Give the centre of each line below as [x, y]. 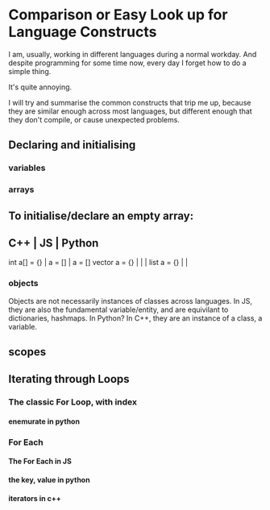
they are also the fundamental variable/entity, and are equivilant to [118, 309]
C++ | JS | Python [54, 243]
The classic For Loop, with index [73, 402]
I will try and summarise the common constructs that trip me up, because [130, 102]
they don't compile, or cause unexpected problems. [94, 119]
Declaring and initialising [72, 145]
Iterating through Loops [69, 379]
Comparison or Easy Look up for [118, 15]
